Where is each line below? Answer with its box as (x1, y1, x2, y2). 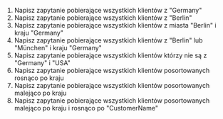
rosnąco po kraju (14, 74, 64, 82)
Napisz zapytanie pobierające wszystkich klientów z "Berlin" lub (14, 36, 203, 45)
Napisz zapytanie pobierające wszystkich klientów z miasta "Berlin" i (14, 21, 217, 29)
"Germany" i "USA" (14, 59, 71, 67)
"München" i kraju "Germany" (14, 44, 102, 52)
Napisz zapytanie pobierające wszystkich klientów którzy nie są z (14, 51, 207, 59)
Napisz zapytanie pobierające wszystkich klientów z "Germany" (14, 6, 202, 14)
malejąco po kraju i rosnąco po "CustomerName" (14, 104, 159, 112)
